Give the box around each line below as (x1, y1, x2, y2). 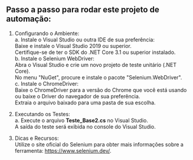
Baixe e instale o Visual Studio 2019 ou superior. (14, 42, 132, 49)
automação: (6, 14, 51, 24)
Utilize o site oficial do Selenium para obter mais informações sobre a (14, 140, 184, 148)
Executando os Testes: (14, 110, 70, 117)
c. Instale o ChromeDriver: (14, 80, 78, 87)
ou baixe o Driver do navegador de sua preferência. (14, 92, 140, 100)
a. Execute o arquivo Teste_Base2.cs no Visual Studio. (14, 117, 149, 124)
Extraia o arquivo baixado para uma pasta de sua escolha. (14, 99, 156, 106)
